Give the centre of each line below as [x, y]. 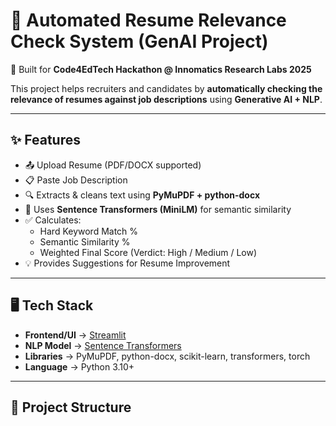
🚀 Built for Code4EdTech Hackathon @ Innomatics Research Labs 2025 [161, 69]
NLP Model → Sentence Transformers [103, 345]
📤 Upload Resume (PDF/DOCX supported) [113, 165]
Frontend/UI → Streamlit [75, 335]
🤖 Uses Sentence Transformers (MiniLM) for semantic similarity [158, 209]
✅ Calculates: [53, 220]
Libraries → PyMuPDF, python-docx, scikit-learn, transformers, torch [167, 356]
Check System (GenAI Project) [139, 41]
